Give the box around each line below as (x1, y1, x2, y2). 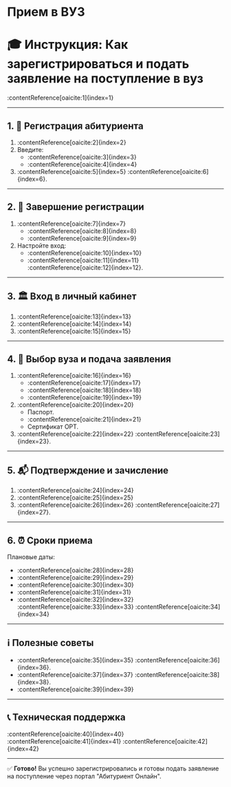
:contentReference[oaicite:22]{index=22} (16, 430, 134, 438)
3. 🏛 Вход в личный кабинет (7, 290, 137, 303)
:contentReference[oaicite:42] (122, 737, 208, 745)
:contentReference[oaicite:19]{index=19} (27, 393, 142, 402)
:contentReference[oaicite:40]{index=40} (7, 730, 124, 738)
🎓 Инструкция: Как (7, 37, 129, 52)
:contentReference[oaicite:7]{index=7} (16, 219, 126, 228)
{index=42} (7, 744, 40, 753)
